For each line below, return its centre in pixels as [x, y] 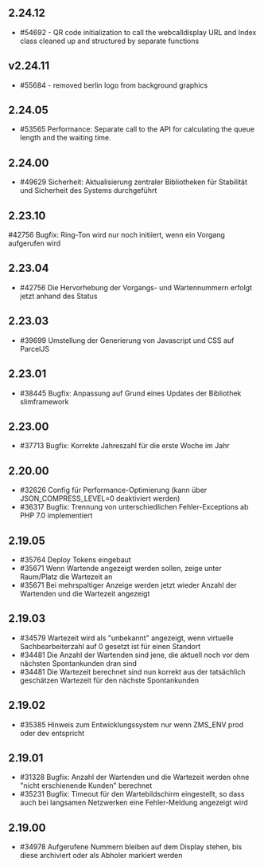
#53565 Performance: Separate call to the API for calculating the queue [137, 129]
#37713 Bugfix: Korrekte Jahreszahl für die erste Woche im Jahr [124, 446]
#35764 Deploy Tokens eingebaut [75, 559]
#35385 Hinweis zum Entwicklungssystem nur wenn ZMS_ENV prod [132, 724]
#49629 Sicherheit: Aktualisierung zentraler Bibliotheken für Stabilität [134, 182]
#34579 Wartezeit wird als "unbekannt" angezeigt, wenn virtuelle [126, 638]
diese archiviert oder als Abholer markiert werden [101, 856]
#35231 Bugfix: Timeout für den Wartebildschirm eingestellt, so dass [132, 794]
